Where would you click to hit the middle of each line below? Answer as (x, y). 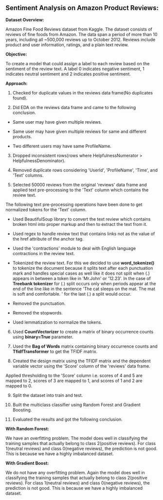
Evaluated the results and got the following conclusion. (68, 419)
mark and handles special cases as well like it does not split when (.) (81, 273)
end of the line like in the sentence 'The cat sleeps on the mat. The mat (84, 289)
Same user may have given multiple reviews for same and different (79, 131)
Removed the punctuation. (39, 303)
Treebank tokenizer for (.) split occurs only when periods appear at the (84, 283)
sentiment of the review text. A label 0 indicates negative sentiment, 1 (75, 69)
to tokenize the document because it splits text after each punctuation (83, 268)
